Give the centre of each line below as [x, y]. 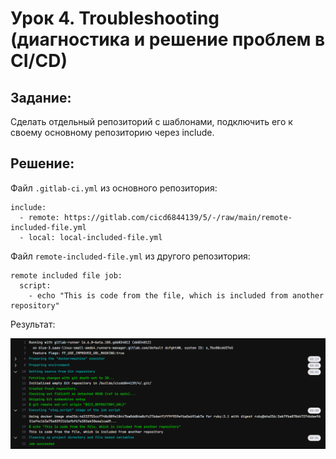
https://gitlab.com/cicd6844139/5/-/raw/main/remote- [178, 217]
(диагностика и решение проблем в [168, 39]
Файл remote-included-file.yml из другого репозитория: [130, 256]
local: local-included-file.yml [95, 237]
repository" [35, 305]
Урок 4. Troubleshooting [115, 18]
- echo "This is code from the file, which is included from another [176, 295]
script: [35, 285]
